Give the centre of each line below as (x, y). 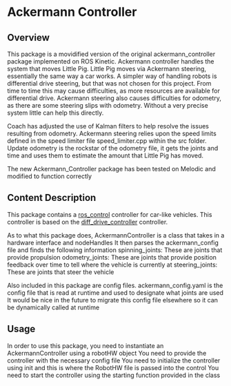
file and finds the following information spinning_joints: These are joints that (115, 250)
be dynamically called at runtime (53, 307)
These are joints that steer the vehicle (61, 272)
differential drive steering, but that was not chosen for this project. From (109, 83)
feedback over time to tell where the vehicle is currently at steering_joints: (112, 264)
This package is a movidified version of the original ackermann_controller (111, 54)
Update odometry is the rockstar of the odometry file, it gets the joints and (113, 148)
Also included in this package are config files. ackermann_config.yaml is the (115, 285)
